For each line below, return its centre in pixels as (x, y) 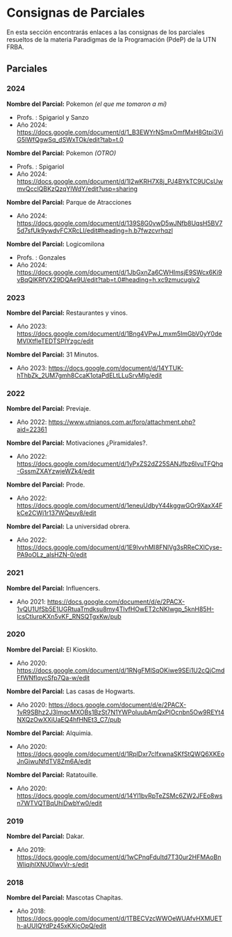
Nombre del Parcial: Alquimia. (50, 733)
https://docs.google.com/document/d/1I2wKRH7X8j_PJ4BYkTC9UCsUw (120, 181)
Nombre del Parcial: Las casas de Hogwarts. (71, 691)
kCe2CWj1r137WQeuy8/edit (56, 513)
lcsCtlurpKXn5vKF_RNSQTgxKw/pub (69, 616)
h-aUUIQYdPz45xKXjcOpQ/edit (61, 926)
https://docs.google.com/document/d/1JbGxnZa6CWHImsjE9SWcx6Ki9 (119, 272)
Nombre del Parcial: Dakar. (45, 836)
